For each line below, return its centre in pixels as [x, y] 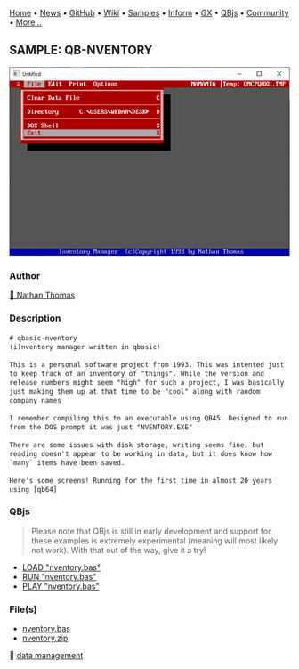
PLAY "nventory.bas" [61, 586]
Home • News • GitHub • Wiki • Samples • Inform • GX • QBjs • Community [149, 13]
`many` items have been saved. [67, 462]
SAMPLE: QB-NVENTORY [81, 50]
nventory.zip [45, 638]
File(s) [23, 609]
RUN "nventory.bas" [59, 576]
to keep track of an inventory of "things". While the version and [137, 373]
